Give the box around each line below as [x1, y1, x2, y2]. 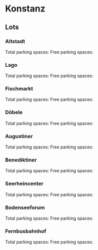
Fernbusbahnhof [5, 228, 47, 235]
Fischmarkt [5, 85, 33, 92]
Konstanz [5, 3, 46, 14]
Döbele [5, 109, 23, 116]
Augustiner [5, 132, 33, 139]
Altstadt [5, 38, 26, 45]
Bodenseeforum [5, 204, 45, 211]
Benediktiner [5, 156, 37, 163]
